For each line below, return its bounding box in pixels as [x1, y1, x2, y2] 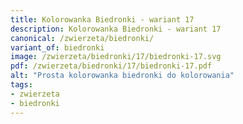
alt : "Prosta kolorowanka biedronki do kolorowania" [10, 71, 235, 81]
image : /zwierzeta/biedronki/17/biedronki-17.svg [10, 52, 222, 62]
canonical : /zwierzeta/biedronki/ [10, 33, 155, 43]
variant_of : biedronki [10, 42, 105, 53]
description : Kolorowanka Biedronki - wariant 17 [10, 24, 222, 34]
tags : [10, 80, 33, 90]
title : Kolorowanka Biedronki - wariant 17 [10, 14, 195, 25]
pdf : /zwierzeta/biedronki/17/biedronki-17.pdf [10, 61, 213, 71]
